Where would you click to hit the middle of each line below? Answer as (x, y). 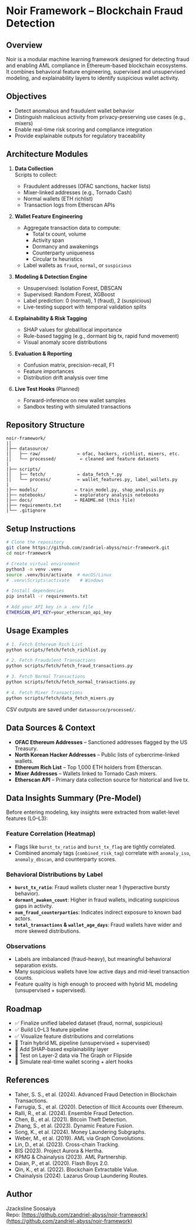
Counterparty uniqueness (63, 253)
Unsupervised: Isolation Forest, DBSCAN (73, 288)
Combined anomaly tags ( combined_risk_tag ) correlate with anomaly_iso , (103, 853)
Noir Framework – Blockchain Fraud (95, 11)
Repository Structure (46, 425)
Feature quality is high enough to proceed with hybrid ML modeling (96, 984)
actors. (23, 918)
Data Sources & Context (51, 728)
